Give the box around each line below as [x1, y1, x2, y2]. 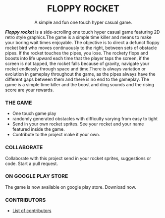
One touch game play [12, 110, 56, 116]
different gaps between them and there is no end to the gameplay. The [5, 76, 150, 82]
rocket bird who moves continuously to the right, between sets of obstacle [5, 45, 157, 51]
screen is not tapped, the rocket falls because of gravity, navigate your [5, 60, 150, 66]
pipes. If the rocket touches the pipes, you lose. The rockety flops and [5, 50, 149, 56]
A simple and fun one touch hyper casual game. [34, 19, 132, 25]
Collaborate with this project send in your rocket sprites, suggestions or [5, 155, 151, 161]
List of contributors [12, 208, 52, 214]
